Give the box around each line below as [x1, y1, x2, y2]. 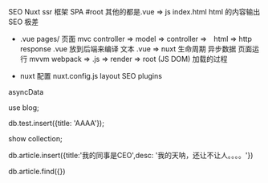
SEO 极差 [8, 17, 39, 26]
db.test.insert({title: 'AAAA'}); [8, 119, 104, 128]
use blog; [8, 103, 39, 112]
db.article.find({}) [8, 167, 66, 176]
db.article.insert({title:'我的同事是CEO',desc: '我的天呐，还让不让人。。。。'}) [8, 151, 254, 160]
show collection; [8, 134, 63, 143]
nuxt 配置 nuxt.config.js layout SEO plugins [19, 71, 163, 80]
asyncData [8, 87, 44, 96]
